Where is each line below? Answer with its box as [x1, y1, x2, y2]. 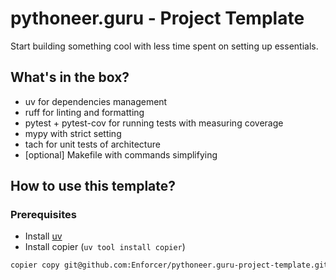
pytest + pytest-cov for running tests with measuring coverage [24, 117, 284, 129]
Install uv [24, 230, 63, 242]
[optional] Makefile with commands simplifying [24, 148, 218, 161]
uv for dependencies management [24, 95, 168, 107]
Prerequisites [10, 208, 77, 222]
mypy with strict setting [24, 127, 122, 139]
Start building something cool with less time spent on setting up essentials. [10, 40, 319, 52]
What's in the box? [10, 69, 130, 86]
